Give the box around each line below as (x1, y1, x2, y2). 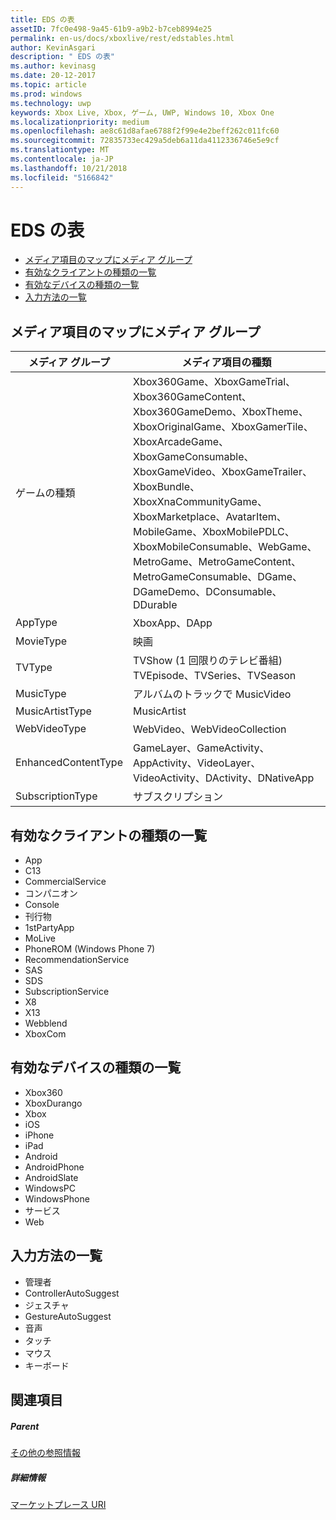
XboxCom (24, 1028, 67, 1040)
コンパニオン (24, 887, 78, 900)
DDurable (132, 598, 178, 612)
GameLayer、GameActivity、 (132, 741, 270, 755)
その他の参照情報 (10, 1447, 81, 1459)
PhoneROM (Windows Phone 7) (24, 943, 156, 955)
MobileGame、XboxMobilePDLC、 (132, 525, 295, 539)
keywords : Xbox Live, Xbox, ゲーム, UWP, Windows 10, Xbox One (10, 107, 275, 118)
